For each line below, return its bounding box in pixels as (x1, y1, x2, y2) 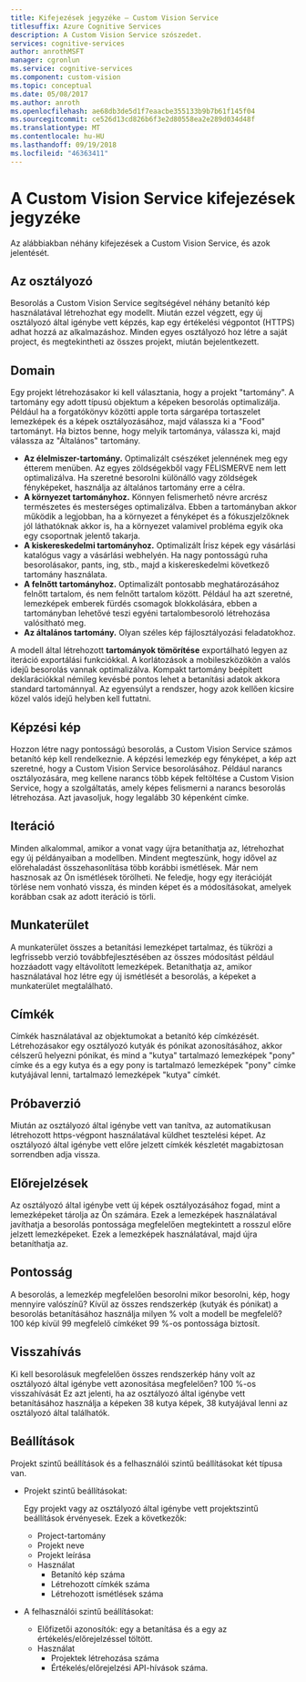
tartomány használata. (23, 569, 107, 580)
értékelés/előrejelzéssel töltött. (36, 1633, 153, 1644)
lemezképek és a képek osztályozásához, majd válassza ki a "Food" (10, 416, 266, 427)
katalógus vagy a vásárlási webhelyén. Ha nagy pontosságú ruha (23, 550, 268, 561)
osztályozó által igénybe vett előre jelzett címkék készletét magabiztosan (10, 1139, 284, 1150)
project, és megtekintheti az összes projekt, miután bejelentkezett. (10, 336, 260, 347)
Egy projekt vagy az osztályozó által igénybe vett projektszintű (23, 1503, 259, 1514)
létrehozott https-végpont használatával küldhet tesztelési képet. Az (10, 1130, 267, 1141)
